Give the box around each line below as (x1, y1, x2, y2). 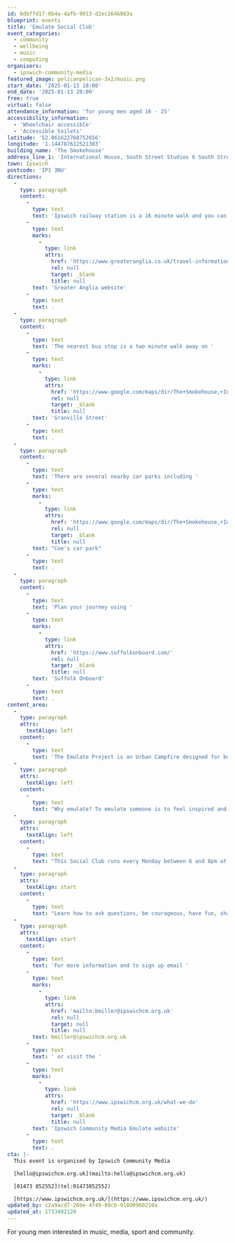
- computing (13, 56, 49, 63)
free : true (7, 95, 39, 102)
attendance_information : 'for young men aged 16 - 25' (7, 108, 171, 115)
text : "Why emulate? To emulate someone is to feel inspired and (32, 806, 227, 813)
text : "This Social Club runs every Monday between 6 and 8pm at (32, 857, 227, 864)
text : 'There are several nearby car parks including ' (32, 473, 199, 480)
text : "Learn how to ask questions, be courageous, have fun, (32, 909, 218, 917)
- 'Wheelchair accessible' (13, 121, 92, 128)
